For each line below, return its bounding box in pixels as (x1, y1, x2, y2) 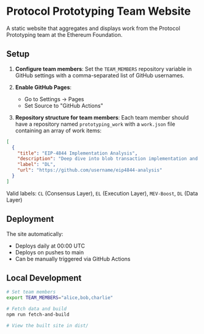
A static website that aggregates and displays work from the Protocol (6, 25, 180, 32)
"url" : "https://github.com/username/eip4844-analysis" (17, 167, 163, 173)
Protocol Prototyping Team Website (6, 4, 191, 18)
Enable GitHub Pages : (15, 83, 72, 91)
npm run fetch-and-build (6, 311, 70, 317)
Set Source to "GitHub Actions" (24, 102, 104, 109)
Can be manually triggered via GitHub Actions (15, 255, 131, 262)
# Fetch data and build (6, 306, 67, 312)
